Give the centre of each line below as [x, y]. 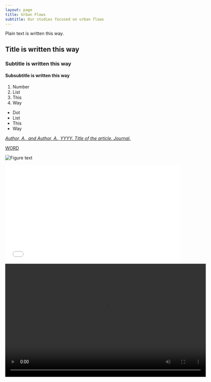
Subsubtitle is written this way [38, 75]
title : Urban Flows [26, 15]
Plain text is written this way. [35, 34]
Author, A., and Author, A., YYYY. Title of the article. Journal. [68, 138]
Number [21, 86]
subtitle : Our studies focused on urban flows [55, 19]
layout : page [19, 10]
